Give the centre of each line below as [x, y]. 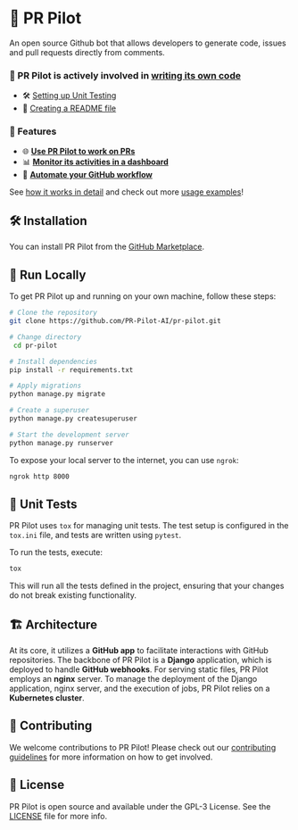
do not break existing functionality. [73, 595]
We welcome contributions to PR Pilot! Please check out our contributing [143, 747]
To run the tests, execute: [56, 552]
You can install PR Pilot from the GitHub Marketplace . [107, 247]
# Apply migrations [46, 386]
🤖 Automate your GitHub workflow [87, 174]
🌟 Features [33, 131]
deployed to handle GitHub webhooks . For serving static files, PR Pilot [139, 669]
